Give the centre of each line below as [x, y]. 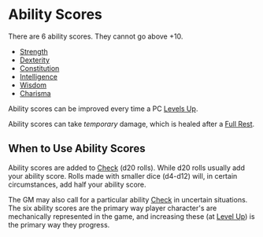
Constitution [39, 68]
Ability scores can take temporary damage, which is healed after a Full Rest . [131, 124]
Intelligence [38, 76]
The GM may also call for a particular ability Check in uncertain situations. [128, 199]
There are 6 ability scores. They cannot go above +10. [96, 36]
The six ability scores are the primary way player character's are [113, 208]
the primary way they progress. [59, 224]
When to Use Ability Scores [77, 148]
